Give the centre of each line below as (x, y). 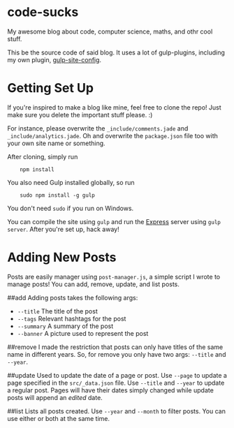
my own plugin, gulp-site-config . (54, 59)
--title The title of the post (57, 311)
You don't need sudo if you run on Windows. (71, 208)
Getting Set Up (51, 88)
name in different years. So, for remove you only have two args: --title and (117, 354)
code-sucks (43, 12)
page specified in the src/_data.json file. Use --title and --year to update (116, 383)
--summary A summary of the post (65, 326)
